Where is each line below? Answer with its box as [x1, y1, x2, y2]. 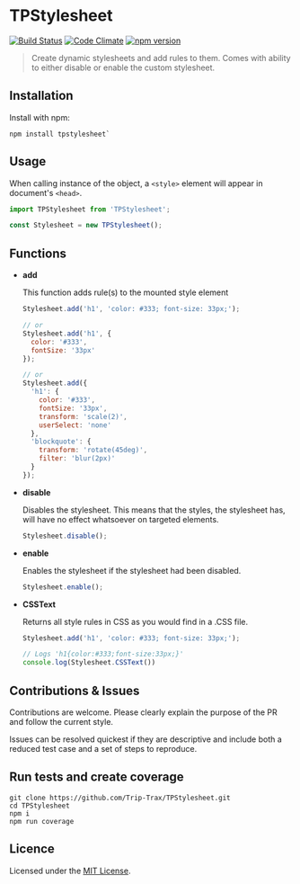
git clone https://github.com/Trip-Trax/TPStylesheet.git [9, 793, 231, 802]
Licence [9, 842, 56, 857]
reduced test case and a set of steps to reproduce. [9, 743, 198, 754]
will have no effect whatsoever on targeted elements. [22, 513, 219, 524]
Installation [9, 88, 74, 103]
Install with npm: [9, 112, 70, 122]
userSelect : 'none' [39, 420, 112, 430]
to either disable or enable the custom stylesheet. [31, 62, 216, 73]
